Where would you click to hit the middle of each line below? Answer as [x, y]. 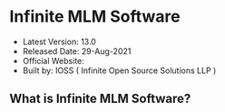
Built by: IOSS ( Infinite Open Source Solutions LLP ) [119, 70]
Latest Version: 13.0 [59, 42]
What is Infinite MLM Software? [100, 99]
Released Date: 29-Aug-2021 [77, 51]
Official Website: [53, 61]
